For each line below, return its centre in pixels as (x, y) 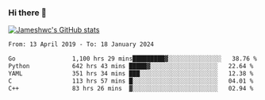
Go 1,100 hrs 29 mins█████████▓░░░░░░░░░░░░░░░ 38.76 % (133, 59)
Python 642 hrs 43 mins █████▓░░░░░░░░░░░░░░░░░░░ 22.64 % (131, 67)
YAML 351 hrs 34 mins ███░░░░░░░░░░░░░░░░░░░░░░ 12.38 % (131, 73)
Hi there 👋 (28, 13)
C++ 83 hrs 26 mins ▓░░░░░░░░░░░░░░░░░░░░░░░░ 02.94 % (131, 88)
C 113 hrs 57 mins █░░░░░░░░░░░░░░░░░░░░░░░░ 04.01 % (131, 81)
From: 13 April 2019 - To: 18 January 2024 (81, 44)
